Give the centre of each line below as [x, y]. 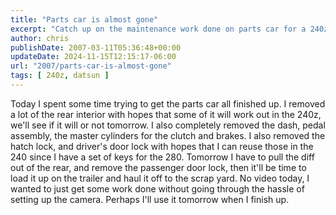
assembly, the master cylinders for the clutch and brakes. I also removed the [168, 135]
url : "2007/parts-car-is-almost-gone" [91, 66]
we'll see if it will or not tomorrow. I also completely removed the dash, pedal [168, 125]
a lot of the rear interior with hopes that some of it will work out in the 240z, [166, 114]
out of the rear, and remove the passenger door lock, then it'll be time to [158, 167]
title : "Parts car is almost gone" [84, 19]
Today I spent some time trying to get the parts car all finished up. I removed [168, 103]
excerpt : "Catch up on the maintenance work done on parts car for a [158, 29]
